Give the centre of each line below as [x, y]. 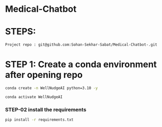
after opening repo [44, 75]
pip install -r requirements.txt [39, 120]
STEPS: [20, 32]
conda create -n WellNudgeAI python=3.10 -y [51, 88]
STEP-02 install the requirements [46, 109]
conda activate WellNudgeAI [34, 97]
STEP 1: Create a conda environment [81, 64]
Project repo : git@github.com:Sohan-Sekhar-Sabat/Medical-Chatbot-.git [81, 45]
